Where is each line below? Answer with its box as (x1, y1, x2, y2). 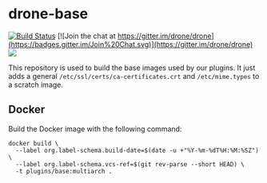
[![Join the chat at (57, 31, 116, 41)
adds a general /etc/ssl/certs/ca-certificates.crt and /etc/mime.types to (8, 71, 260, 80)
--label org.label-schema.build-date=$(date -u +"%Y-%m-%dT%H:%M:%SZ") (15, 146, 260, 154)
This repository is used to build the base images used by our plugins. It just (8, 63, 256, 72)
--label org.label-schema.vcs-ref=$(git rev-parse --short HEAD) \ (15, 160, 245, 168)
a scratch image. (8, 80, 64, 89)
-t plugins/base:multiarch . (15, 167, 113, 175)
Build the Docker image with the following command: (8, 124, 182, 134)
